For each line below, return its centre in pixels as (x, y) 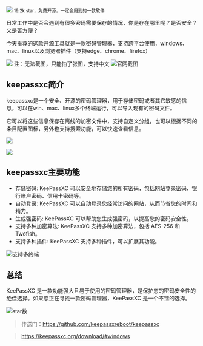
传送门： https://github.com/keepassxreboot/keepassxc (90, 324)
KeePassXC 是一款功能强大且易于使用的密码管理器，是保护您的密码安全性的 (101, 291)
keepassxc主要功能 (43, 172)
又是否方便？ (22, 30)
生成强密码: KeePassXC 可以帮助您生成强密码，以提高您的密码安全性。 (103, 219)
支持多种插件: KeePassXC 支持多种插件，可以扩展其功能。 (88, 241)
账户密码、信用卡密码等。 (52, 195)
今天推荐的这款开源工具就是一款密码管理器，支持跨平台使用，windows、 (97, 43)
